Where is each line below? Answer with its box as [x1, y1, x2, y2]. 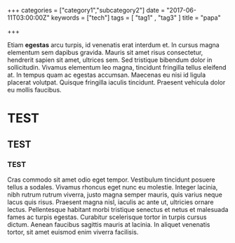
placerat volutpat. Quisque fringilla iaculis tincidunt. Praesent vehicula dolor [7, 78, 226, 87]
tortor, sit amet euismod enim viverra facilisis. [7, 228, 139, 236]
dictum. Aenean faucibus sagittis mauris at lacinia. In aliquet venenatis [7, 220, 210, 228]
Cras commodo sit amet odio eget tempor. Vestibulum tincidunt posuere [7, 175, 215, 184]
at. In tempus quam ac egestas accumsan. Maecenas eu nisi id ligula [7, 70, 206, 79]
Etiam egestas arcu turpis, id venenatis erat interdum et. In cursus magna [7, 41, 220, 49]
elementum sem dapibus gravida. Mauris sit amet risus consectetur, [7, 49, 203, 56]
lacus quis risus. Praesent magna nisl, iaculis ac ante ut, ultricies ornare [7, 197, 214, 206]
